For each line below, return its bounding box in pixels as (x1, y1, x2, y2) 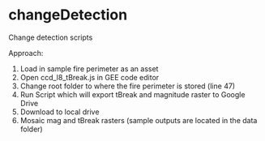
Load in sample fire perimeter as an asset (19, 63, 159, 74)
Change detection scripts (8, 32, 93, 42)
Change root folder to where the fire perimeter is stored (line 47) (19, 81, 236, 91)
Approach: (8, 48, 44, 58)
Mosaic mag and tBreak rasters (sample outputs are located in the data (19, 115, 258, 125)
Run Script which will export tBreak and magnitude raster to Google (19, 89, 246, 99)
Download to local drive (19, 107, 100, 117)
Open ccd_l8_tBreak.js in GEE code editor (19, 72, 160, 82)
